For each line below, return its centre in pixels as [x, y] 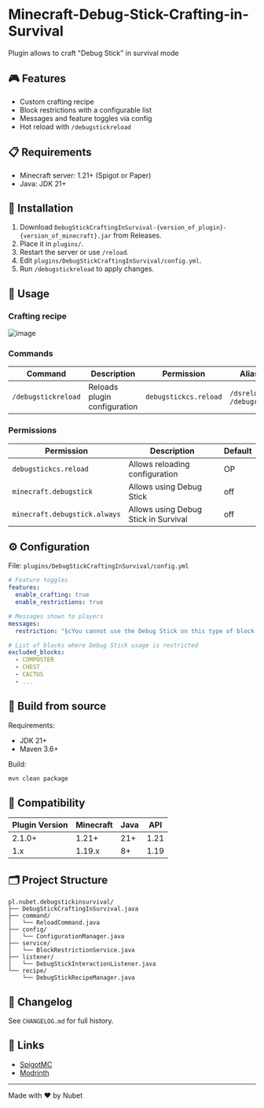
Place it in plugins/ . [51, 244]
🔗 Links [26, 1045]
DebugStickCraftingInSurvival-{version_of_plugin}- [141, 228]
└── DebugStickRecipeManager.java [79, 978]
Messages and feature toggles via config [86, 118]
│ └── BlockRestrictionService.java [71, 950]
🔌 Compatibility [47, 802]
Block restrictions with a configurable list [85, 110]
